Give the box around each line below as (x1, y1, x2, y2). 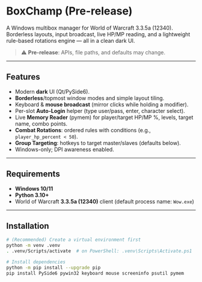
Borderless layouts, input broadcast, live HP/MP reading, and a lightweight (6, 30, 191, 37)
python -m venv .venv (6, 243, 61, 249)
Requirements (6, 169, 60, 179)
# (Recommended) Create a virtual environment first (6, 237, 141, 243)
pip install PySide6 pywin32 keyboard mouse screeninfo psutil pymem (6, 270, 185, 276)
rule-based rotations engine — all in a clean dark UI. (6, 37, 135, 44)
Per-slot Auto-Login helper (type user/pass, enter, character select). (14, 107, 185, 114)
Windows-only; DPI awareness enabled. (14, 146, 114, 153)
